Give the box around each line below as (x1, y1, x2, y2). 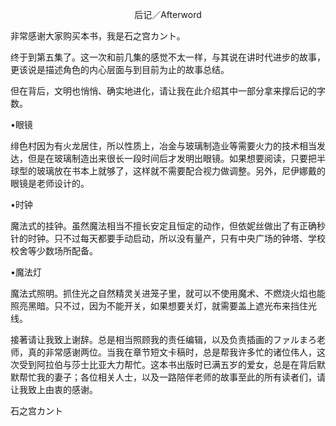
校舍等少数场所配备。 (10, 245, 98, 257)
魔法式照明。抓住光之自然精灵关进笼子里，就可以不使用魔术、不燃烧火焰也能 (10, 288, 326, 299)
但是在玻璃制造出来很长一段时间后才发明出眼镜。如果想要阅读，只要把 (27, 153, 317, 164)
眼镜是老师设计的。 (10, 178, 90, 189)
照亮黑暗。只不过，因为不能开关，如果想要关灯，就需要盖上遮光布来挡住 (10, 300, 308, 312)
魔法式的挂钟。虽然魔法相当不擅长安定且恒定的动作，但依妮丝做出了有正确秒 (10, 220, 326, 232)
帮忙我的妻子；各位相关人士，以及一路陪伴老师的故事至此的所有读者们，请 (18, 371, 326, 383)
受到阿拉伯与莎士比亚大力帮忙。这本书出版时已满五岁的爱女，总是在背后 (18, 359, 317, 370)
